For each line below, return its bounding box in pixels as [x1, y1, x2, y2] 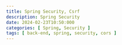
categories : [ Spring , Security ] [6, 25, 91, 31]
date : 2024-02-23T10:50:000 [6, 19, 75, 25]
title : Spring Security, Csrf [6, 8, 80, 15]
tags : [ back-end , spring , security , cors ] [6, 30, 117, 36]
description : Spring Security [6, 14, 80, 20]
